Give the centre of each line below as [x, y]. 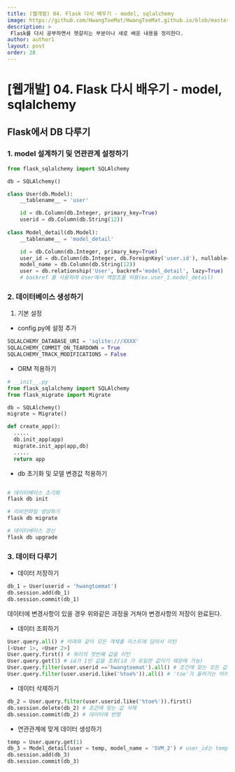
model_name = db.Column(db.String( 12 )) [78, 265]
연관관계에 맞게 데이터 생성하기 [59, 729]
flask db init [28, 499]
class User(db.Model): [40, 194]
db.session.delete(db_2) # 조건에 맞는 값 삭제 [72, 708]
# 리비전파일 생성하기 [34, 512]
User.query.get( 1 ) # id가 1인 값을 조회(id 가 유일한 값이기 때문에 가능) [105, 661]
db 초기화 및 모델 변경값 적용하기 [62, 473]
